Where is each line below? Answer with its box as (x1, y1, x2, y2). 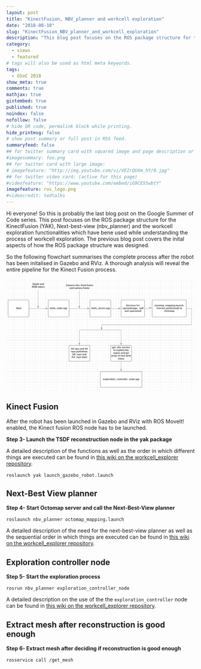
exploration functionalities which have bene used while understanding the (6, 229, 188, 236)
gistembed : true (6, 98, 47, 104)
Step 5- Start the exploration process (6, 573, 100, 580)
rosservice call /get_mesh (6, 657, 74, 663)
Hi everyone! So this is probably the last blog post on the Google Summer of (6, 210, 194, 217)
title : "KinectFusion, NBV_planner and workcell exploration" (6, 16, 165, 22)
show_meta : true (6, 79, 47, 85)
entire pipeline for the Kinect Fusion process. (6, 266, 117, 273)
